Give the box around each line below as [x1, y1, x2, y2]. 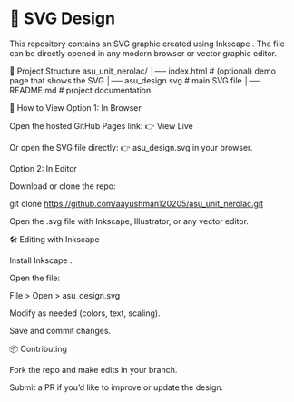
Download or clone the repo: [9, 181, 116, 191]
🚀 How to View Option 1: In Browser [9, 102, 142, 113]
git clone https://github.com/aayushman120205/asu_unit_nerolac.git [9, 198, 264, 209]
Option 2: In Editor [9, 162, 77, 173]
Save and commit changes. [9, 325, 112, 336]
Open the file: [9, 272, 61, 283]
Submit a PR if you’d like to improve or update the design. [9, 381, 224, 393]
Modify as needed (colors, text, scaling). [9, 308, 161, 319]
